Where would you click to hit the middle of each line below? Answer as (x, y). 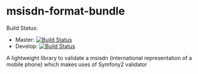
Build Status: (22, 28)
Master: (25, 39)
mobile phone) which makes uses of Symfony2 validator (77, 64)
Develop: (26, 46)
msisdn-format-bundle (66, 11)
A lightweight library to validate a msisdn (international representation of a (99, 58)
